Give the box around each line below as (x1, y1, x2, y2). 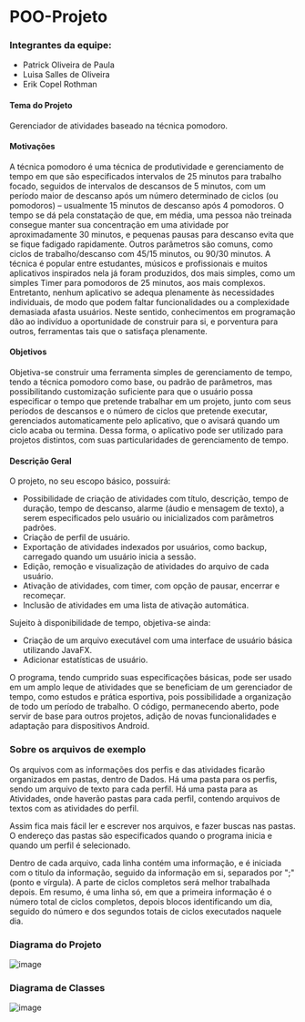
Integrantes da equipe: (9, 39, 112, 52)
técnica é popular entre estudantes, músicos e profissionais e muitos (9, 258, 269, 269)
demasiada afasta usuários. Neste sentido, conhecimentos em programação (9, 306, 296, 317)
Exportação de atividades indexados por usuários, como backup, (22, 542, 267, 553)
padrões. (22, 522, 56, 534)
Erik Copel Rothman (22, 79, 97, 90)
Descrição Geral (9, 455, 72, 466)
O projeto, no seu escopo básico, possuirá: (9, 475, 171, 486)
